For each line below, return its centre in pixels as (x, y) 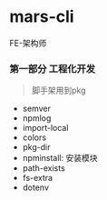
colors (34, 137)
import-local (45, 128)
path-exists (44, 168)
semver (37, 109)
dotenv (36, 187)
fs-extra (37, 178)
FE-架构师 (28, 43)
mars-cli (42, 17)
